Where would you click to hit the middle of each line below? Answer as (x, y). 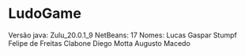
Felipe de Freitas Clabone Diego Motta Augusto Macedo (100, 43)
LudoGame (45, 14)
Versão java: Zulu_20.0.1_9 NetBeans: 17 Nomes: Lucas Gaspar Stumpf (122, 35)
